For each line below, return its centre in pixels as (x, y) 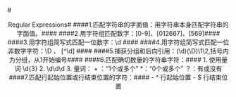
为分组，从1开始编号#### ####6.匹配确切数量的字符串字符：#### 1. (108, 60)
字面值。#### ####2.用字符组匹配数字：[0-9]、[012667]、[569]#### (118, 33)
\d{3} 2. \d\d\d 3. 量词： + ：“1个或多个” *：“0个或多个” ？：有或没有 (122, 69)
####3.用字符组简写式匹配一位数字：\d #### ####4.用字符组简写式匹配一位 (118, 42)
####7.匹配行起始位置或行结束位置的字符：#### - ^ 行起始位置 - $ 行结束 (115, 77)
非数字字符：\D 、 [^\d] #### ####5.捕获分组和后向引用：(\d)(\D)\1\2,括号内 (118, 51)
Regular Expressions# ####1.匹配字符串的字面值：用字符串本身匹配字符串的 (118, 25)
